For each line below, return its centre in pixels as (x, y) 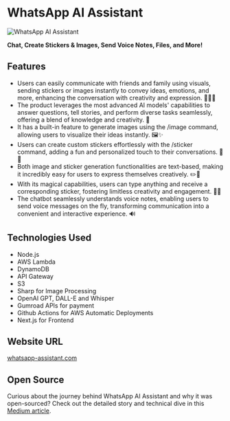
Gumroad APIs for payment (56, 305)
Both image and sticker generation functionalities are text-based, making (120, 166)
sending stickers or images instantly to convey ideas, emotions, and (113, 90)
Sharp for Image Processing (57, 291)
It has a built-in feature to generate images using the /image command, (117, 127)
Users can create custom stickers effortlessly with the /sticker (105, 144)
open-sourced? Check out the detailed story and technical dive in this (106, 404)
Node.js (28, 254)
